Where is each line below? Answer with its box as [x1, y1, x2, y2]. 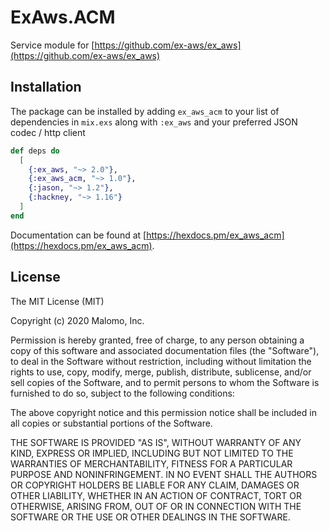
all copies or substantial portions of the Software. [10, 417, 213, 429]
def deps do [10, 146, 60, 156]
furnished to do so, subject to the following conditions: [10, 387, 235, 399]
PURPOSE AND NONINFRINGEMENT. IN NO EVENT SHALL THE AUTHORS [10, 468, 318, 480]
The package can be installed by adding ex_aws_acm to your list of [10, 105, 280, 117]
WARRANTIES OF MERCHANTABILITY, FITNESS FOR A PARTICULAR [10, 457, 293, 470]
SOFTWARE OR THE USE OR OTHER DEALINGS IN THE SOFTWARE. [10, 511, 291, 523]
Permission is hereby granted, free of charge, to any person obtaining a [10, 334, 305, 346]
